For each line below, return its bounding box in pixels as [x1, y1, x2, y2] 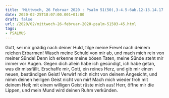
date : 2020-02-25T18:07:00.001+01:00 [5, 12, 85, 17]
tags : [5, 26, 17, 31]
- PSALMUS [5, 31, 26, 36]
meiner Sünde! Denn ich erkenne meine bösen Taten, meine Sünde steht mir [5, 55, 164, 61]
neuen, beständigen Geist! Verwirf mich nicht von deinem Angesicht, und [5, 71, 157, 77]
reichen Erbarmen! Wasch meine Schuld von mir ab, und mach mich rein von [5, 50, 164, 56]
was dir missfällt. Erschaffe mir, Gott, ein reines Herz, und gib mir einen [5, 66, 153, 72]
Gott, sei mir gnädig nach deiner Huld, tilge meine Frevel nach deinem [5, 45, 150, 50]
